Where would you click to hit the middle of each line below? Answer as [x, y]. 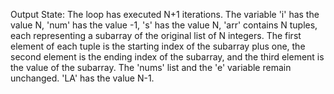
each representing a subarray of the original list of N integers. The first [156, 35]
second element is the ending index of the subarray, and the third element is [167, 57]
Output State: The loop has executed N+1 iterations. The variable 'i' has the [165, 14]
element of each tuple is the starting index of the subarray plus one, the [158, 46]
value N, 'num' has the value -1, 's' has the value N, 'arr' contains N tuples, [164, 25]
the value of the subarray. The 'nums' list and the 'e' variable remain [151, 67]
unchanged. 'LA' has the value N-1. [82, 78]
